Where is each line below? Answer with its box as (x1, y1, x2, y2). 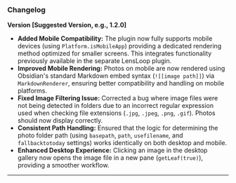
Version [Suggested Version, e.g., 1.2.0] (7, 21, 127, 29)
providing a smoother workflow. (17, 161, 110, 170)
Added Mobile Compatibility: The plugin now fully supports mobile (17, 34, 213, 43)
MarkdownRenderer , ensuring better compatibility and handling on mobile (17, 79, 225, 88)
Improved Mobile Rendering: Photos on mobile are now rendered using (17, 65, 225, 73)
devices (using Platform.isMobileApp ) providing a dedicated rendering (17, 42, 222, 50)
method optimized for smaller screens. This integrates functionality (17, 49, 212, 57)
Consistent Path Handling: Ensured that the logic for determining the (17, 124, 218, 133)
